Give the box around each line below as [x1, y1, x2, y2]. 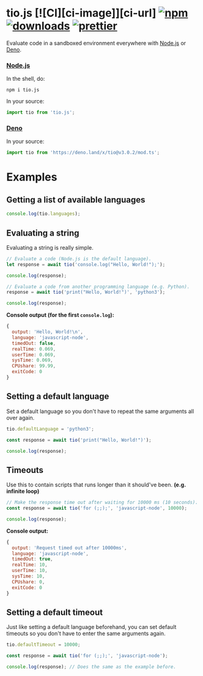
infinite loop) [6, 488, 40, 495]
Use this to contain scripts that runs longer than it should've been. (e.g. [6, 481, 186, 489]
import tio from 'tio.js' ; [6, 110, 75, 116]
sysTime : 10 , [12, 573, 45, 579]
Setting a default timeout [6, 607, 103, 617]
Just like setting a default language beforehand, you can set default [6, 623, 177, 631]
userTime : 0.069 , [12, 352, 56, 358]
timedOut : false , [12, 340, 56, 346]
